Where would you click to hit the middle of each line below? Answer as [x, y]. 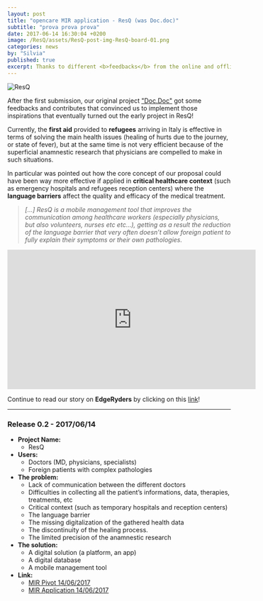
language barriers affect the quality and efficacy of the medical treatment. [116, 196]
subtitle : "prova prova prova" [54, 27]
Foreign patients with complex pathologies [90, 469]
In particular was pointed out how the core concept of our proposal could [114, 173]
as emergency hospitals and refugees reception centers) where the [106, 188]
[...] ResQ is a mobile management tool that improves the [108, 209]
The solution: [38, 545]
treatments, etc [50, 500]
